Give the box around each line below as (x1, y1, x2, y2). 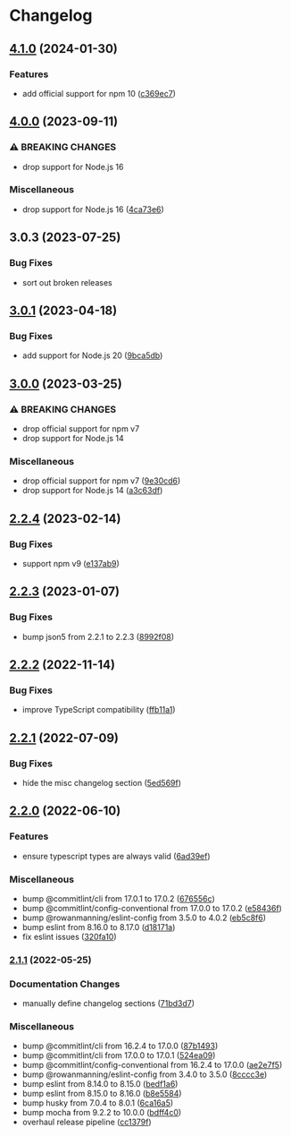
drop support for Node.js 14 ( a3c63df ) (21, 485, 163, 496)
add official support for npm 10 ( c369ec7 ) (21, 88, 177, 98)
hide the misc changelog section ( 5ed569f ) (21, 777, 181, 788)
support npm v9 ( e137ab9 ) (21, 558, 121, 568)
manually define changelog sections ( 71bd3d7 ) (21, 998, 195, 1009)
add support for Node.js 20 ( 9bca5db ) (21, 350, 163, 361)
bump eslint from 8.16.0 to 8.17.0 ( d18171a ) (21, 921, 176, 932)
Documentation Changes (9, 978, 121, 990)
